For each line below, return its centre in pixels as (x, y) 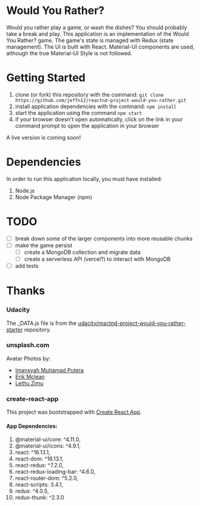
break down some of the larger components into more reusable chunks (104, 238)
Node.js (25, 190)
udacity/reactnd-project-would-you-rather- (132, 323)
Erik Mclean (30, 377)
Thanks (26, 291)
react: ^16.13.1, (32, 453)
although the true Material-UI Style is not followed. (69, 53)
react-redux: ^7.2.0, (39, 465)
